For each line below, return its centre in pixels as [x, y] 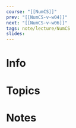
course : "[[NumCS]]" [32, 12]
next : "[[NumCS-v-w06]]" [37, 23]
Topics [23, 90]
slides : [16, 34]
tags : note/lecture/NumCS [38, 28]
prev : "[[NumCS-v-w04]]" [37, 17]
